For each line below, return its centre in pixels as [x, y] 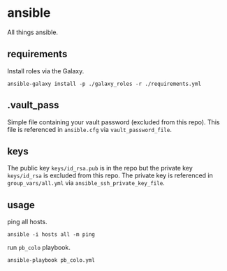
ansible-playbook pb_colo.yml [51, 261]
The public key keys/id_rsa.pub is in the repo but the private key [100, 168]
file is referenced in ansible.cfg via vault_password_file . [90, 129]
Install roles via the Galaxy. [46, 71]
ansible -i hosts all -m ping [51, 235]
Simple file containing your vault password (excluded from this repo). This [113, 122]
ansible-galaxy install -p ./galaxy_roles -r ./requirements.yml [104, 84]
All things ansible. [32, 32]
